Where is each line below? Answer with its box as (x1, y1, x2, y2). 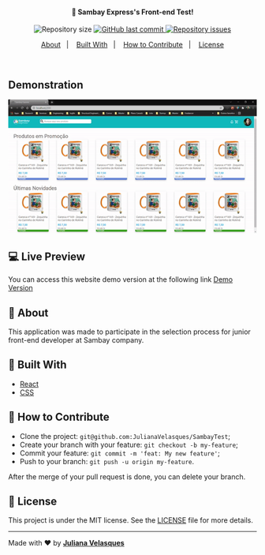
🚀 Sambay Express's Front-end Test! (71, 7, 194, 17)
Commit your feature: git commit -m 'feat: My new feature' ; (19, 448, 221, 458)
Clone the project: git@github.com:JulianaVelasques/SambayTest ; (19, 431, 231, 441)
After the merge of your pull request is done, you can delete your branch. (8, 471, 246, 482)
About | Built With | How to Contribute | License (40, 40, 225, 50)
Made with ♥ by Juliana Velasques (8, 538, 125, 548)
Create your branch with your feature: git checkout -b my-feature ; (19, 440, 238, 449)
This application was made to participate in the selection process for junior (8, 327, 251, 336)
